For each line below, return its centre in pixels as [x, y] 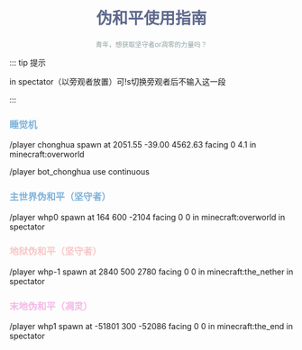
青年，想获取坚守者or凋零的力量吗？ [151, 45]
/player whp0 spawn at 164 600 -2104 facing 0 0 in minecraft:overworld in [147, 217]
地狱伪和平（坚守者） [55, 251]
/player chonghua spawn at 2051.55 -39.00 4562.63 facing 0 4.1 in [133, 145]
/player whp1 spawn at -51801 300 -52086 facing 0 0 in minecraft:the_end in [151, 327]
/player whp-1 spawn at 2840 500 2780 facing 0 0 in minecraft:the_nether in [151, 272]
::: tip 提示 [28, 62]
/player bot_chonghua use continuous [80, 172]
